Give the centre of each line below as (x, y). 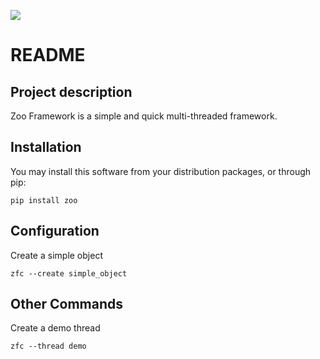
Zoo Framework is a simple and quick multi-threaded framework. (144, 116)
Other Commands (67, 304)
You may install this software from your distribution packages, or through (161, 171)
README (48, 55)
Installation (46, 147)
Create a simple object (56, 255)
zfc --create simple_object (69, 273)
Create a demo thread (55, 328)
